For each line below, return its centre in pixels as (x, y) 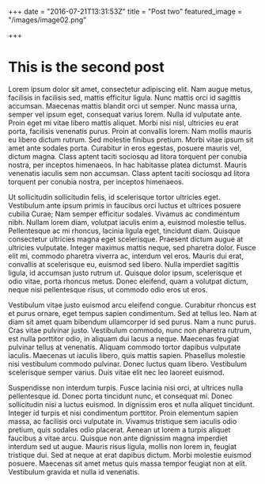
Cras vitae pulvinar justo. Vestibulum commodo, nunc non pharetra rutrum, (130, 330)
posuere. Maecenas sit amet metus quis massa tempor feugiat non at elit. (128, 463)
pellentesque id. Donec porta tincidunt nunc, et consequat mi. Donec (121, 396)
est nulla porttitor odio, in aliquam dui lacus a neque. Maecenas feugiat (124, 338)
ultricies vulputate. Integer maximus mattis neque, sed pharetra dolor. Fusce (132, 247)
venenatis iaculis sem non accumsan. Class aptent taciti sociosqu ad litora (129, 173)
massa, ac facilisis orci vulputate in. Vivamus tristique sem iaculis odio (123, 421)
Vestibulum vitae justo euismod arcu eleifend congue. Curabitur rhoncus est (132, 305)
